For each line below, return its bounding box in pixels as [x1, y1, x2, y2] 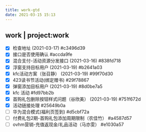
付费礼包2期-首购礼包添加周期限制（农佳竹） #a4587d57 [12, 115, 132, 121]
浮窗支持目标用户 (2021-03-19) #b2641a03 [12, 64, 103, 70]
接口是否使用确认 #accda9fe [12, 51, 73, 57]
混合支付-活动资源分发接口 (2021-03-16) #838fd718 [12, 58, 121, 64]
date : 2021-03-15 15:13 [5, 12, 56, 17]
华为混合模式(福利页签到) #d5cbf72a [12, 109, 90, 115]
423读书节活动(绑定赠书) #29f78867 [12, 77, 90, 83]
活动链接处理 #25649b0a [12, 102, 66, 108]
